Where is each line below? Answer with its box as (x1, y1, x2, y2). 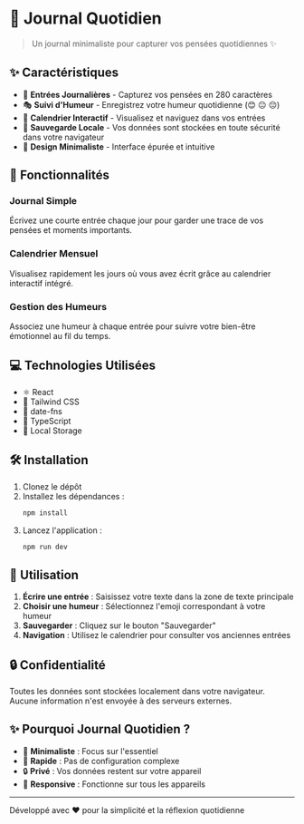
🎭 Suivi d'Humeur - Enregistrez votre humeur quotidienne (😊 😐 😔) (22, 99, 280, 110)
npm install (22, 508, 68, 518)
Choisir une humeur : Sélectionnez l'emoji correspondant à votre (22, 601, 266, 612)
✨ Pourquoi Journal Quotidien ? (9, 722, 191, 737)
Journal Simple (9, 195, 78, 208)
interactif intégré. (9, 277, 74, 288)
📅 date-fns (22, 405, 63, 416)
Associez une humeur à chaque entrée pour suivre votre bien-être (9, 321, 256, 332)
